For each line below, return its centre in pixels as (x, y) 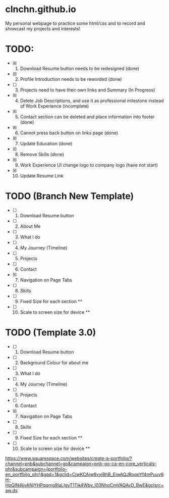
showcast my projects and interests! (43, 28)
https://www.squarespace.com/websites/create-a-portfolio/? (69, 458)
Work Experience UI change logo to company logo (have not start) (89, 165)
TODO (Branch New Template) (70, 196)
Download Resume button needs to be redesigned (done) (80, 68)
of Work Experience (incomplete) (54, 106)
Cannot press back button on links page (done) (69, 133)
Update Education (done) (46, 143)
